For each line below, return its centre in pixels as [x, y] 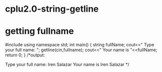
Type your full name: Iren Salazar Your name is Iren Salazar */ [67, 65]
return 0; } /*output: [25, 55]
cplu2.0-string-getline [52, 9]
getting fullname [40, 31]
